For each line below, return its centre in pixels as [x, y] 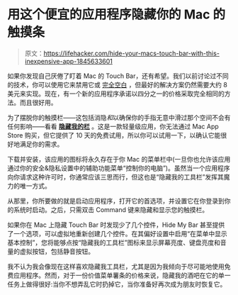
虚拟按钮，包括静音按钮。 [57, 251]
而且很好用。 [38, 102]
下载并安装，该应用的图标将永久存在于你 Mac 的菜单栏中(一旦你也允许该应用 [119, 159]
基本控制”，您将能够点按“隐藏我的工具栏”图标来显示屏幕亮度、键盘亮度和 [114, 243]
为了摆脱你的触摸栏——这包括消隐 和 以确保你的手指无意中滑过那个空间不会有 [119, 117]
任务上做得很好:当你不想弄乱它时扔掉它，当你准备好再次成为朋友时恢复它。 [117, 284]
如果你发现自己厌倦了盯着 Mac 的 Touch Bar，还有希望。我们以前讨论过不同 [118, 76]
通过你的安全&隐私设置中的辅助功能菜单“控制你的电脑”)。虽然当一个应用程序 [119, 168]
